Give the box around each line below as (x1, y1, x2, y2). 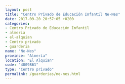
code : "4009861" (5, 62, 39, 67)
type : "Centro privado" (5, 67, 54, 72)
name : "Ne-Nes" (5, 48, 37, 53)
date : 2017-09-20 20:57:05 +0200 (5, 16, 74, 21)
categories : (5, 21, 30, 26)
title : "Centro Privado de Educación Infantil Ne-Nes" (5, 12, 121, 17)
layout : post (5, 7, 32, 12)
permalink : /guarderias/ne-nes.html (5, 72, 81, 77)
